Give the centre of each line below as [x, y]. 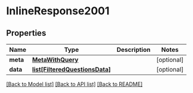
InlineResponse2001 [58, 11]
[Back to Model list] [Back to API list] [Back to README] [74, 84]
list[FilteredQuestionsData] [71, 69]
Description [133, 50]
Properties [26, 33]
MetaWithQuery [55, 60]
